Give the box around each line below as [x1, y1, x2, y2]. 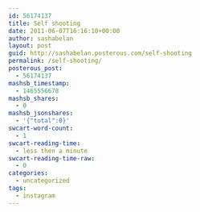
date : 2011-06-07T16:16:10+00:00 [8, 27, 120, 35]
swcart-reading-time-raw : [8, 154, 95, 162]
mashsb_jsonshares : [8, 110, 74, 118]
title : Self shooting [8, 19, 81, 27]
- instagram [15, 191, 56, 200]
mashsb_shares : [8, 94, 59, 102]
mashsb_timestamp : [8, 79, 70, 87]
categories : [8, 169, 48, 177]
